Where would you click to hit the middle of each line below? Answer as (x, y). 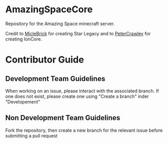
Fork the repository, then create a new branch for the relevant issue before (84, 130)
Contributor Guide (45, 60)
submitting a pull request (31, 136)
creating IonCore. (24, 39)
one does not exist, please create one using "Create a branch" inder (77, 96)
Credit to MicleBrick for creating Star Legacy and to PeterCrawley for (78, 33)
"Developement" (23, 101)
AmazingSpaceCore (49, 9)
